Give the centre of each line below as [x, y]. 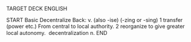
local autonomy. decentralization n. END [57, 33]
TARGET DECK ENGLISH [37, 9]
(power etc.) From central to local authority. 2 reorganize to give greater [96, 26]
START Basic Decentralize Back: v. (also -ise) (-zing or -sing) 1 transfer [95, 20]
